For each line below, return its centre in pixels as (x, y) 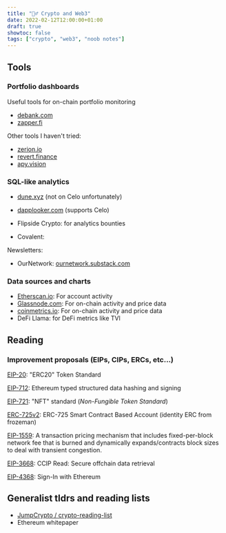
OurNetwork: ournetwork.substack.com (74, 263)
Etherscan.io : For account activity (65, 296)
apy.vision (31, 163)
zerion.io (30, 149)
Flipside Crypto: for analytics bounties (71, 223)
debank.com (35, 115)
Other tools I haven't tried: (44, 136)
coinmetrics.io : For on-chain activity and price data (90, 311)
